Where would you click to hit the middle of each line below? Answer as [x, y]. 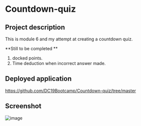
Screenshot [23, 106]
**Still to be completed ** [31, 48]
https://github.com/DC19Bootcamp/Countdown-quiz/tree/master [70, 91]
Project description [35, 27]
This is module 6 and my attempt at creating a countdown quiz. [69, 39]
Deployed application [39, 79]
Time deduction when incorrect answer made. [59, 63]
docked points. [27, 58]
